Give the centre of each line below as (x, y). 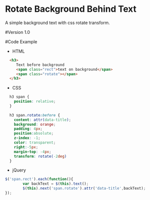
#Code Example (21, 42)
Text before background (40, 65)
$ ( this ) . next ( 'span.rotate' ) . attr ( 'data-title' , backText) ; (84, 188)
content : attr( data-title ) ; (42, 120)
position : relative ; (35, 102)
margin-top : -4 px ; (33, 152)
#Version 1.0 (18, 32)
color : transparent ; (35, 143)
